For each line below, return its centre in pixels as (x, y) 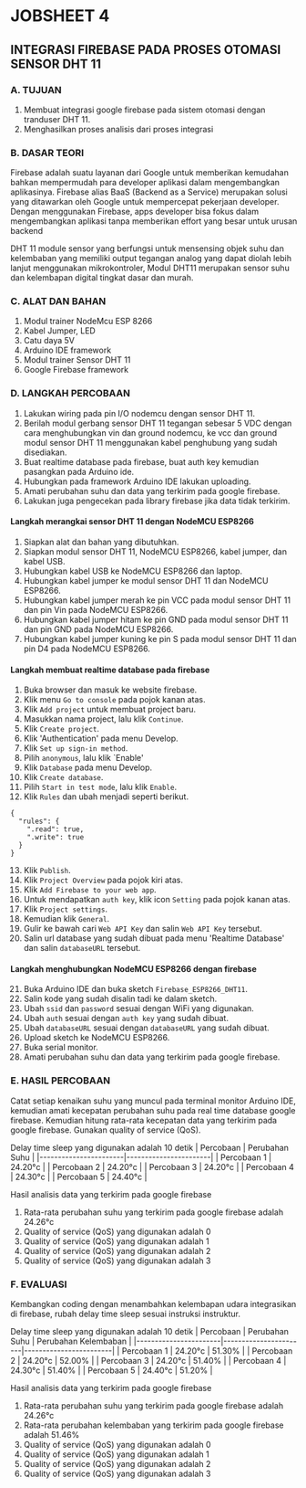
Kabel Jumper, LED (60, 331)
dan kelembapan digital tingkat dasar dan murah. (102, 278)
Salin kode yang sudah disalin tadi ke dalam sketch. (120, 999)
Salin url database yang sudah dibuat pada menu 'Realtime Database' (154, 938)
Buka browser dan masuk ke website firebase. (110, 690)
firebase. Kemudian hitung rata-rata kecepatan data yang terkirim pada (143, 1120)
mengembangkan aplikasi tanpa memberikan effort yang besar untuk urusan (154, 221)
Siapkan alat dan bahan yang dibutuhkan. (101, 542)
